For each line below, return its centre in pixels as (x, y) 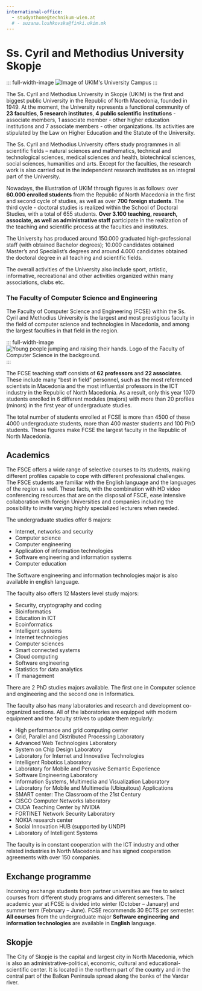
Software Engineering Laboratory (56, 775)
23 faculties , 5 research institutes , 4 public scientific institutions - (91, 114)
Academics (28, 455)
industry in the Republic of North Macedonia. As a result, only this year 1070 (101, 392)
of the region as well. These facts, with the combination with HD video (93, 489)
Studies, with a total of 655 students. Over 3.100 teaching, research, (92, 214)
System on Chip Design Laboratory (58, 749)
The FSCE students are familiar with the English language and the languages (101, 483)
